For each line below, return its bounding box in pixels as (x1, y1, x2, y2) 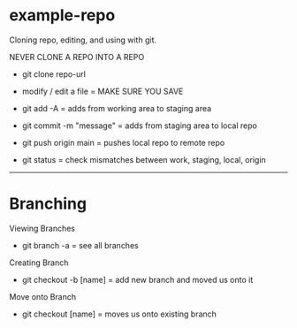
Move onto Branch (9, 291, 77, 301)
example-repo (9, 5, 116, 26)
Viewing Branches (9, 223, 75, 233)
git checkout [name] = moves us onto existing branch (21, 309, 217, 319)
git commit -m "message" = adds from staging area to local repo (21, 120, 258, 131)
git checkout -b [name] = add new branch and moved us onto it (21, 274, 254, 285)
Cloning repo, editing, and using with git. (9, 34, 157, 45)
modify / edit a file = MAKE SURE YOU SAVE (21, 86, 184, 96)
